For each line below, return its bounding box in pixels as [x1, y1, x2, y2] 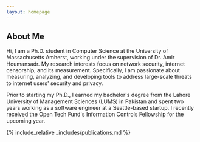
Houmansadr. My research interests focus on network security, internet [6, 60, 185, 67]
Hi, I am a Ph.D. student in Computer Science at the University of [6, 47, 168, 55]
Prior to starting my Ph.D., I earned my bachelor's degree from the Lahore [6, 92, 191, 99]
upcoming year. [6, 117, 46, 124]
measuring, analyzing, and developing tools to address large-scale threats [6, 73, 193, 81]
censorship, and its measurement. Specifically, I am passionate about [6, 67, 181, 74]
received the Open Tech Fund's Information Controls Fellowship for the [6, 110, 184, 118]
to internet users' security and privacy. [6, 79, 103, 87]
